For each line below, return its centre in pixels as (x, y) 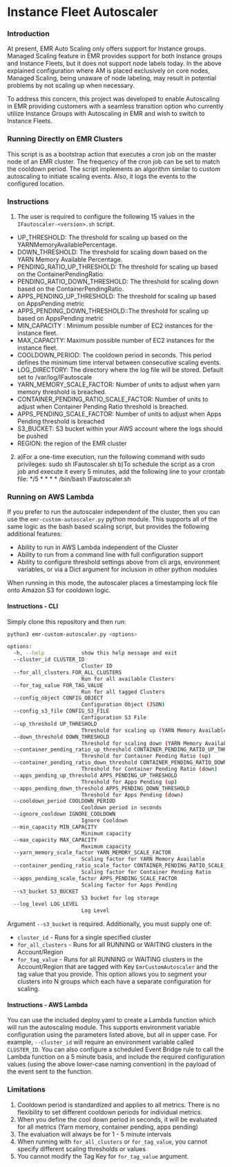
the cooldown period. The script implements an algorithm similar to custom (114, 169)
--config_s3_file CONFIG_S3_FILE (61, 711)
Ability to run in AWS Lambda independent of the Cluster (98, 547)
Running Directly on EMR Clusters (65, 139)
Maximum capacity (106, 846)
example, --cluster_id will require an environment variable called (101, 1042)
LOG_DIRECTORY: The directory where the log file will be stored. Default (120, 370)
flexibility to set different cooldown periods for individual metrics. (109, 1112)
